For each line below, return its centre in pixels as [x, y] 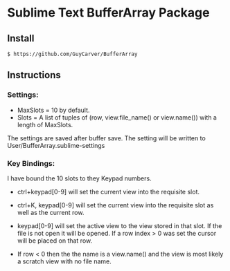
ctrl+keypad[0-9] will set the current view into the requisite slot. [108, 191]
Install [21, 38]
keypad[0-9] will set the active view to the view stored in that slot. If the [120, 225]
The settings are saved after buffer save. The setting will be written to [106, 138]
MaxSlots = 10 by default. [53, 110]
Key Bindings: [31, 163]
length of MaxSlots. [45, 124]
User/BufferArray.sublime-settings [56, 145]
